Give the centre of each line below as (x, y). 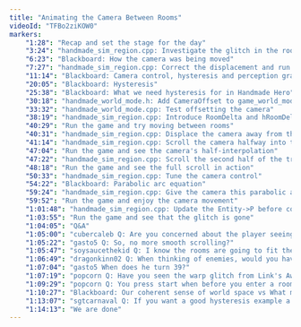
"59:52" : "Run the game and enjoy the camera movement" (132, 201)
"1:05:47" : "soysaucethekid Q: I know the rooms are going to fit (152, 251)
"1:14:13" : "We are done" (74, 309)
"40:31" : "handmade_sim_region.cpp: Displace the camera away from (154, 134)
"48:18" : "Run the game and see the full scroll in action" (140, 168)
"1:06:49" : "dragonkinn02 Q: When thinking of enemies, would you (152, 259)
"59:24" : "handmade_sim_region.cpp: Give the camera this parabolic (156, 193)
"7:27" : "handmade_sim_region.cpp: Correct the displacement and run (158, 68)
